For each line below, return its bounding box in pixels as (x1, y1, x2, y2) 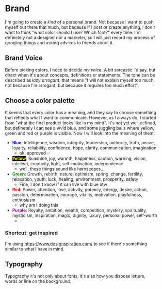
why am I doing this (19, 202, 59, 208)
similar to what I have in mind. (5, 246, 65, 251)
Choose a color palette (5, 96, 75, 105)
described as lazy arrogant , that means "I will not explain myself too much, (5, 77, 155, 83)
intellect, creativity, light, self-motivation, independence (12, 160, 124, 166)
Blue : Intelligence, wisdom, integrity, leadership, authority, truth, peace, (12, 139, 155, 145)
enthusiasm (12, 197, 35, 203)
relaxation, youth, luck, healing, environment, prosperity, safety (12, 176, 139, 182)
